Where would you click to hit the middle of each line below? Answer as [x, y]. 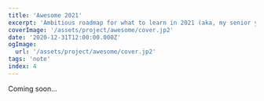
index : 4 [22, 67]
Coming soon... [33, 88]
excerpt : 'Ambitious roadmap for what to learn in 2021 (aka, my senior [130, 23]
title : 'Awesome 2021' [45, 15]
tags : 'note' [29, 60]
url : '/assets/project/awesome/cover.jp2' [86, 52]
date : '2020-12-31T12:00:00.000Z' [65, 37]
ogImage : [22, 45]
